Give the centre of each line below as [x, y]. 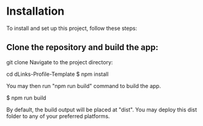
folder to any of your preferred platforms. [58, 116]
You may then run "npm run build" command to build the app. [84, 86]
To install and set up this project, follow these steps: [72, 28]
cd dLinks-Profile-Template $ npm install [57, 74]
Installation [35, 11]
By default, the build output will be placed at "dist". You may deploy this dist [102, 109]
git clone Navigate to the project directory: [60, 62]
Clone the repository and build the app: [83, 47]
